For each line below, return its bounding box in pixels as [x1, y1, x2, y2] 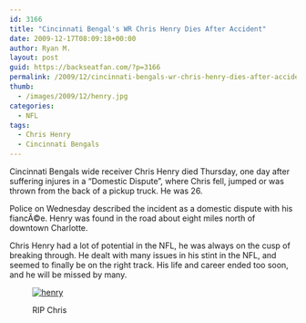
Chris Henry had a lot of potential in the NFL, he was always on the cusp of [9, 240, 291, 251]
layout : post [9, 53, 59, 63]
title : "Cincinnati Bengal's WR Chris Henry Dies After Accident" [9, 24, 267, 34]
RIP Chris [32, 305, 67, 315]
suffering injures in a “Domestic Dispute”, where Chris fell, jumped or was [9, 176, 285, 186]
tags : [9, 120, 30, 130]
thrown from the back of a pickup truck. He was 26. [9, 185, 203, 196]
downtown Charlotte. [9, 223, 88, 233]
